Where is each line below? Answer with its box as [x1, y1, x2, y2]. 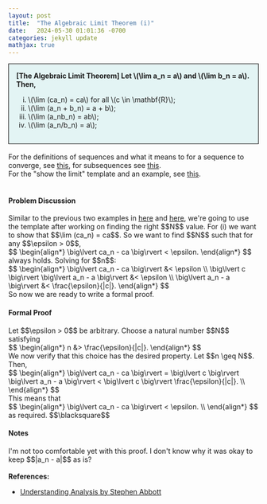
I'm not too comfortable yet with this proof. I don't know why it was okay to [8, 446, 253, 455]
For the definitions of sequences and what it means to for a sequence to [8, 152, 245, 162]
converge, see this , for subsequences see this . [8, 161, 161, 170]
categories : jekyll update [8, 33, 98, 42]
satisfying [8, 334, 41, 343]
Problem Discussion [8, 196, 76, 205]
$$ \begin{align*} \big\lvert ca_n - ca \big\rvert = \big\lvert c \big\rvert [8, 368, 240, 377]
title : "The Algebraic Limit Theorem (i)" [8, 19, 155, 27]
